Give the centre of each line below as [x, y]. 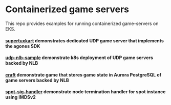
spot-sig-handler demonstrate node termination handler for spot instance [85, 92]
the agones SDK [23, 46]
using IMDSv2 [20, 97]
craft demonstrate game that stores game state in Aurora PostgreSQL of [83, 74]
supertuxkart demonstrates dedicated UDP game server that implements [84, 41]
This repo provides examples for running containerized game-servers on [82, 23]
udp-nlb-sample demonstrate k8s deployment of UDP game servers [79, 58]
